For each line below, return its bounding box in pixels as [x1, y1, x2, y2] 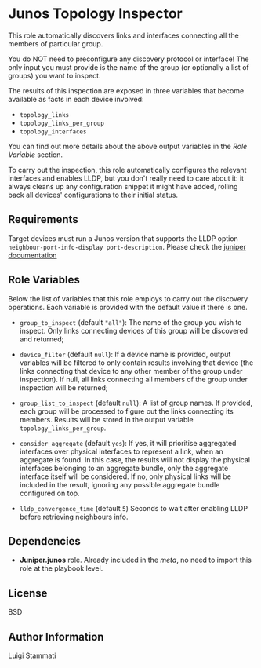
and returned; [19, 334, 64, 344]
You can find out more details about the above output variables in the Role [8, 141, 248, 151]
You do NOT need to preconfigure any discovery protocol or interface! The [8, 54, 249, 64]
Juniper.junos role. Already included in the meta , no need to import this [19, 555, 252, 565]
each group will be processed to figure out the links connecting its [19, 406, 234, 416]
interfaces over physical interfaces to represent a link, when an [19, 447, 223, 456]
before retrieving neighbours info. [19, 512, 129, 521]
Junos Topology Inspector [8, 5, 183, 23]
